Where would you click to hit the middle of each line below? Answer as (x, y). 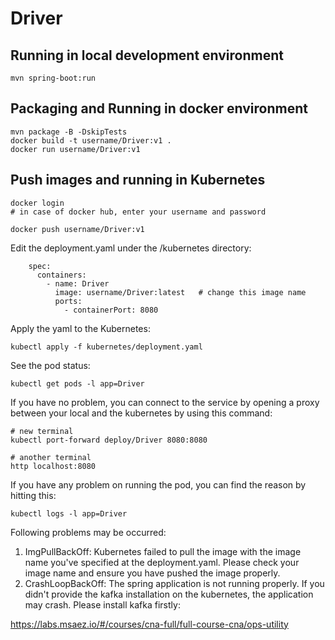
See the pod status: (50, 365)
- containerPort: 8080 (111, 310)
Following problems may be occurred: (88, 532)
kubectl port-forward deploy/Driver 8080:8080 (109, 440)
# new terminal (42, 431)
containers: (61, 275)
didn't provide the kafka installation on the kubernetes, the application (169, 594)
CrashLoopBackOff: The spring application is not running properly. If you (174, 583)
